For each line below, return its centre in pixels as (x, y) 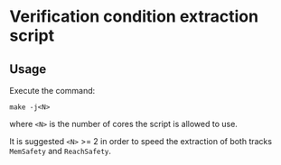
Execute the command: (52, 91)
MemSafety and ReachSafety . (60, 151)
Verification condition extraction (134, 17)
